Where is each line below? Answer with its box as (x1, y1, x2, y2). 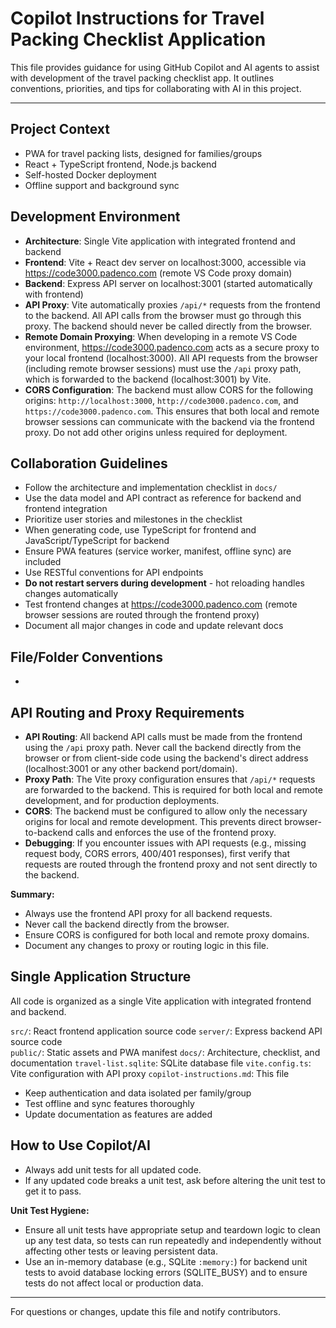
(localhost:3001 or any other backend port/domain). (24, 763, 238, 774)
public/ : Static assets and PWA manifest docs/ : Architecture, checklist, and (10, 1046, 321, 1058)
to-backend (24, 827, 74, 838)
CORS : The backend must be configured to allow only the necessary (24, 805, 308, 817)
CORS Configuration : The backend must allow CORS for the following (24, 383, 314, 396)
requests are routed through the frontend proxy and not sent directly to (24, 858, 318, 870)
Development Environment (10, 208, 181, 226)
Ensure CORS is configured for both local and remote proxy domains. (24, 929, 310, 941)
